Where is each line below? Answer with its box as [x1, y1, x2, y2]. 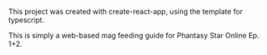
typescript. [8, 15, 44, 25]
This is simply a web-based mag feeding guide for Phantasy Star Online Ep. [8, 31, 260, 40]
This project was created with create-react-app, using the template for [8, 7, 244, 16]
